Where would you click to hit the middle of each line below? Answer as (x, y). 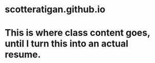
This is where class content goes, (77, 33)
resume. (23, 55)
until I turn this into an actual (67, 44)
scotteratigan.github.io (55, 9)
